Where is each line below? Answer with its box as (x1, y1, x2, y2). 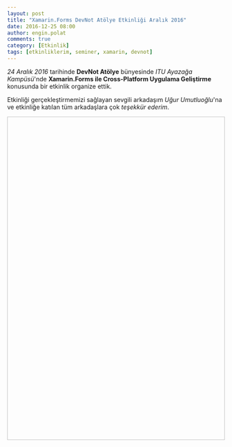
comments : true (7, 36, 51, 43)
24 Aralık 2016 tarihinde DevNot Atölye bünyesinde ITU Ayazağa (7, 67, 193, 76)
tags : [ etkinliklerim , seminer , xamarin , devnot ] (7, 49, 153, 56)
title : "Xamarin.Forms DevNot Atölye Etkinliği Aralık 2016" (7, 17, 187, 23)
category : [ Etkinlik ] (7, 42, 70, 49)
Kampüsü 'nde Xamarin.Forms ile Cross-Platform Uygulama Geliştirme (7, 74, 212, 83)
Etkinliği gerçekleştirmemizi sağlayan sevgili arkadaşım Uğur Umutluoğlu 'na (7, 95, 222, 103)
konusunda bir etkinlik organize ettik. (7, 82, 112, 90)
